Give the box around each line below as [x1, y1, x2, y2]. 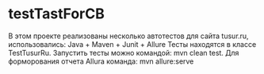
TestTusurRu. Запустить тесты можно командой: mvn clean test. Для [8, 48, 239, 57]
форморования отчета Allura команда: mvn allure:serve [8, 56, 194, 66]
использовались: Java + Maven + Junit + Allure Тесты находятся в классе [8, 39, 257, 49]
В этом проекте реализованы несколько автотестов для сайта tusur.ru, [8, 31, 249, 41]
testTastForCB [8, 5, 105, 23]
